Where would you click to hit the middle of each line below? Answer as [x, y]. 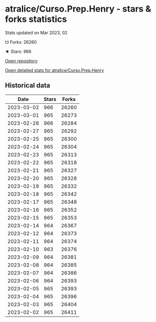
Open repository [21, 61]
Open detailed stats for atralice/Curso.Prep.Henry [55, 70]
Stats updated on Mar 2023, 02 [36, 32]
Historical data [28, 86]
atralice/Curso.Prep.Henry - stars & [78, 9]
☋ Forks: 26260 [21, 42]
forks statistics [36, 19]
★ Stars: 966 [18, 51]
